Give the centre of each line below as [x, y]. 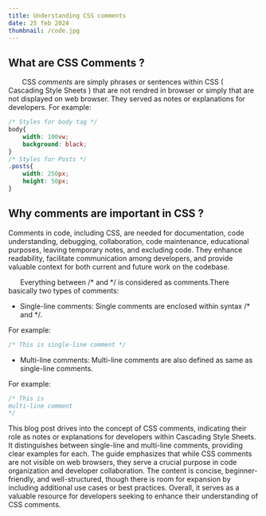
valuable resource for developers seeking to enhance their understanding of [133, 496]
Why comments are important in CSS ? [106, 213]
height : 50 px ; [46, 181]
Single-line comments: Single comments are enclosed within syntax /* [135, 306]
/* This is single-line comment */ [67, 345]
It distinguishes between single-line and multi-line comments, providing [125, 445]
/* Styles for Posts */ [48, 159]
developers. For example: [50, 108]
